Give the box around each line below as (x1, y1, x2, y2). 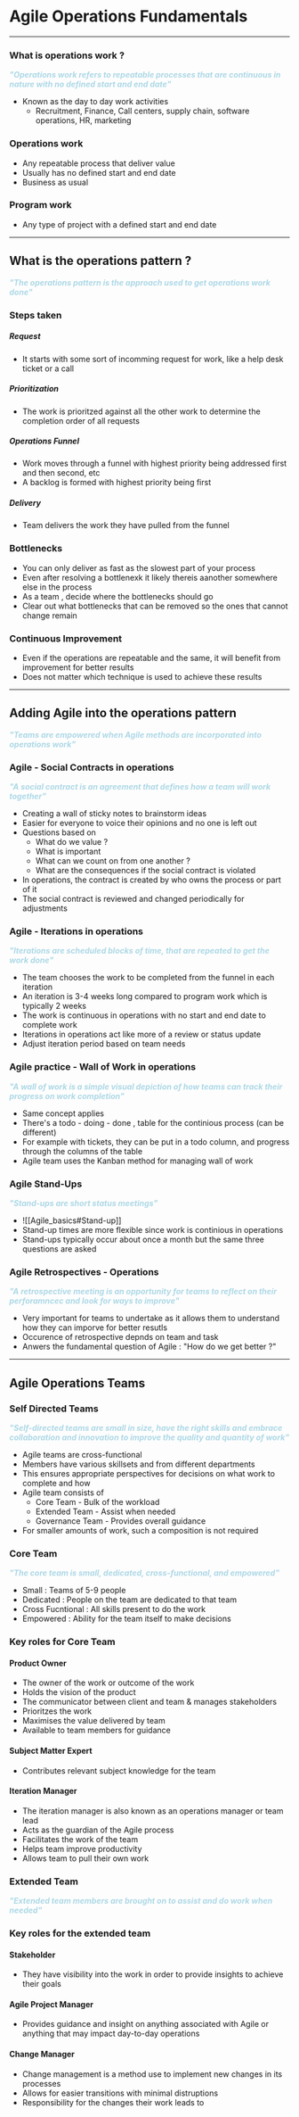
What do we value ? (35, 837, 109, 848)
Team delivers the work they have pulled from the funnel (21, 520, 230, 531)
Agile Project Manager (9, 1998, 93, 2009)
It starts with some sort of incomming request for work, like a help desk (21, 353, 284, 364)
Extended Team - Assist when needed (35, 1506, 176, 1517)
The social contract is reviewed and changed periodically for (21, 894, 245, 905)
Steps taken (9, 309, 62, 321)
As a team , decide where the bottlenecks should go (21, 591, 214, 601)
